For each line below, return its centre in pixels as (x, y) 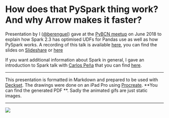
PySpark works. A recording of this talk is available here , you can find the (81, 44)
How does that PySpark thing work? (82, 9)
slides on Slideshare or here (34, 50)
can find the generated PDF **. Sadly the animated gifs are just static (76, 90)
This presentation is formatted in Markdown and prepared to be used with (82, 80)
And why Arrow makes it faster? (74, 20)
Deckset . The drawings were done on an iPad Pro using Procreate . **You (81, 85)
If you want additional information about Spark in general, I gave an (75, 60)
